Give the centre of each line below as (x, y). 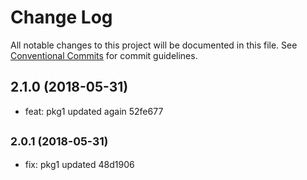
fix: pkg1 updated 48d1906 (79, 164)
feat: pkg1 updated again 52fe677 (94, 111)
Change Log (61, 17)
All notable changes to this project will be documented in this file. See (154, 45)
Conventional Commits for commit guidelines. (104, 55)
